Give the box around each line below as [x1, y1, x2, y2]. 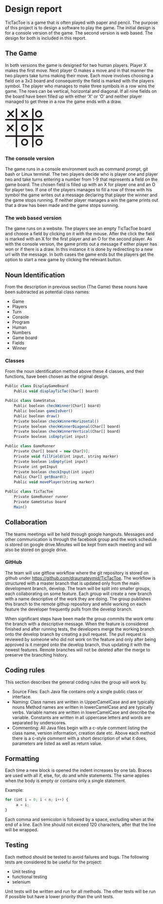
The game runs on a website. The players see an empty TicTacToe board [5, 226, 151, 231]
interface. [12, 694, 32, 699]
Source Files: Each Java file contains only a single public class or [12, 688, 143, 694]
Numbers [12, 329, 31, 335]
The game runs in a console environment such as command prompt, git [5, 166, 148, 172]
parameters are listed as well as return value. [12, 740, 103, 746]
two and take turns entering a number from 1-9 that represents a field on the [5, 177, 158, 183]
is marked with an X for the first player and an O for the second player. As [5, 236, 152, 242]
